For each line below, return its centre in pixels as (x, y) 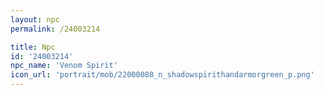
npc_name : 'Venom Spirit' (64, 66)
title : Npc (33, 47)
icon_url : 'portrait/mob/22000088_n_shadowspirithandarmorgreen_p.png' (162, 75)
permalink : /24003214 (55, 29)
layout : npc (35, 19)
